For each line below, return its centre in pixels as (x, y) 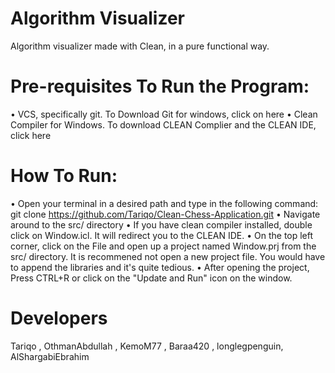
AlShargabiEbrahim (50, 356)
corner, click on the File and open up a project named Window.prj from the (163, 246)
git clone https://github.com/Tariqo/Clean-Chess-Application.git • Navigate (165, 214)
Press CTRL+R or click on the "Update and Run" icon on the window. (151, 278)
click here (31, 135)
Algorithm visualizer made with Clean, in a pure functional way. (140, 46)
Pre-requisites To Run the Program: (160, 86)
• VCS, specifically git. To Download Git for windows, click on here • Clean (164, 114)
